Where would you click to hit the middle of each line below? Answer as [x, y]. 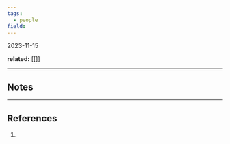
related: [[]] [24, 59]
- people [26, 20]
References [32, 118]
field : [16, 26]
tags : [15, 13]
